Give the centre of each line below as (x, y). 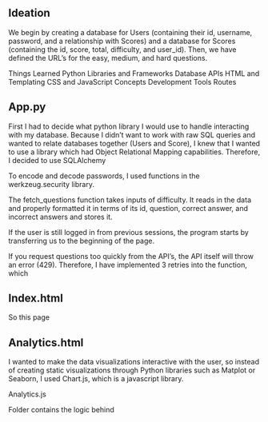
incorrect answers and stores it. (61, 217)
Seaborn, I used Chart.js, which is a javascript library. (96, 379)
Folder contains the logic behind (61, 410)
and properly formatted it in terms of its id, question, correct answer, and (128, 208)
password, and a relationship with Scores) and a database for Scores (122, 41)
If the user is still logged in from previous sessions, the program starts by (129, 232)
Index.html (36, 299)
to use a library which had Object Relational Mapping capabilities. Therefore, (134, 152)
